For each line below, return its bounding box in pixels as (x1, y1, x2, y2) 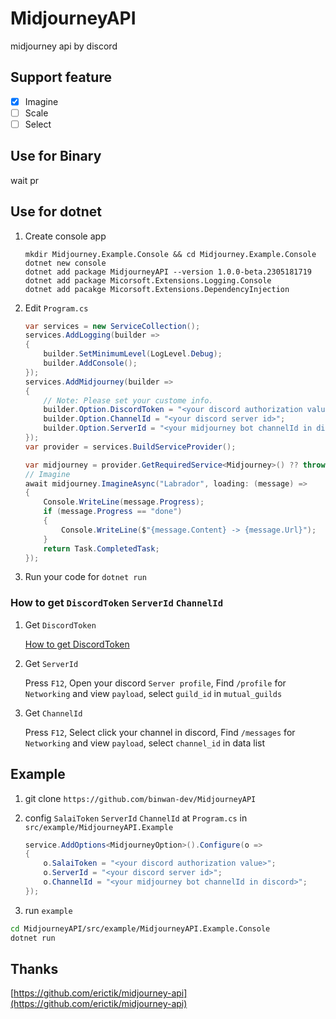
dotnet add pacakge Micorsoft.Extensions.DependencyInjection (24, 284, 290, 294)
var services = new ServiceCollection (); (24, 321, 201, 331)
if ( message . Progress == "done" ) (43, 507, 183, 517)
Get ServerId (24, 657, 79, 669)
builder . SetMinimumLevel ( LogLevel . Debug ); (43, 349, 223, 359)
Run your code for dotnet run (24, 571, 147, 583)
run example (24, 904, 73, 916)
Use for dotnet (10, 203, 103, 221)
